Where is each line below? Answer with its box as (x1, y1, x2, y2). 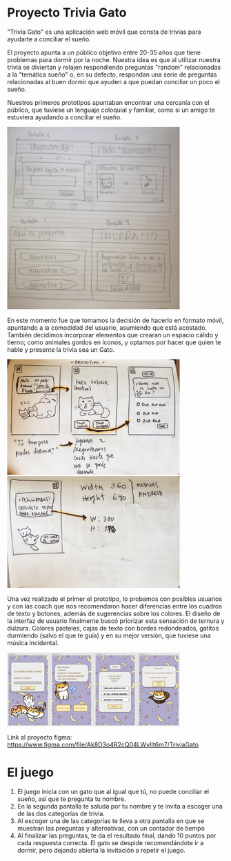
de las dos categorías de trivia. (17, 809, 106, 818)
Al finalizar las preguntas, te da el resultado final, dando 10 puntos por (17, 831, 217, 840)
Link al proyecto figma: (7, 733, 72, 741)
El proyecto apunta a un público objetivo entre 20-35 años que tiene (7, 48, 201, 57)
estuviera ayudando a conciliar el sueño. (7, 112, 123, 121)
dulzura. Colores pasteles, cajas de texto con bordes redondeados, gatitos (7, 624, 219, 633)
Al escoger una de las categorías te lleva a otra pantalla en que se (17, 816, 205, 825)
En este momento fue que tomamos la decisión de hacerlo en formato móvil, (7, 316, 224, 325)
